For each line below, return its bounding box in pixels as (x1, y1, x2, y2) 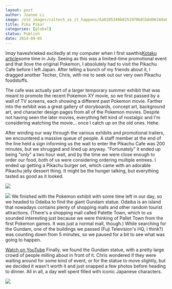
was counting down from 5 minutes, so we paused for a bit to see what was (5, 231, 165, 237)
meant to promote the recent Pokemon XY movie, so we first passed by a (5, 93, 160, 99)
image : (5, 17, 19, 22)
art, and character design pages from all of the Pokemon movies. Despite (5, 108, 160, 115)
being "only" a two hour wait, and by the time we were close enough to (5, 151, 155, 158)
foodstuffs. (5, 77, 29, 83)
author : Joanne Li (5, 12, 45, 17)
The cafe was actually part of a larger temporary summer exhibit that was (5, 87, 160, 93)
